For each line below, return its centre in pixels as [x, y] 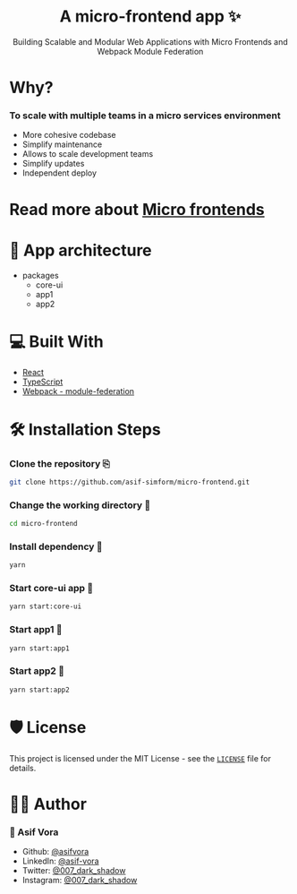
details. [23, 768]
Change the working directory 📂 [80, 505]
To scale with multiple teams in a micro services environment [145, 116]
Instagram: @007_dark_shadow [80, 881]
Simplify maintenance [62, 144]
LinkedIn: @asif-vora [60, 861]
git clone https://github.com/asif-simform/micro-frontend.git [130, 482]
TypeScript [42, 382]
